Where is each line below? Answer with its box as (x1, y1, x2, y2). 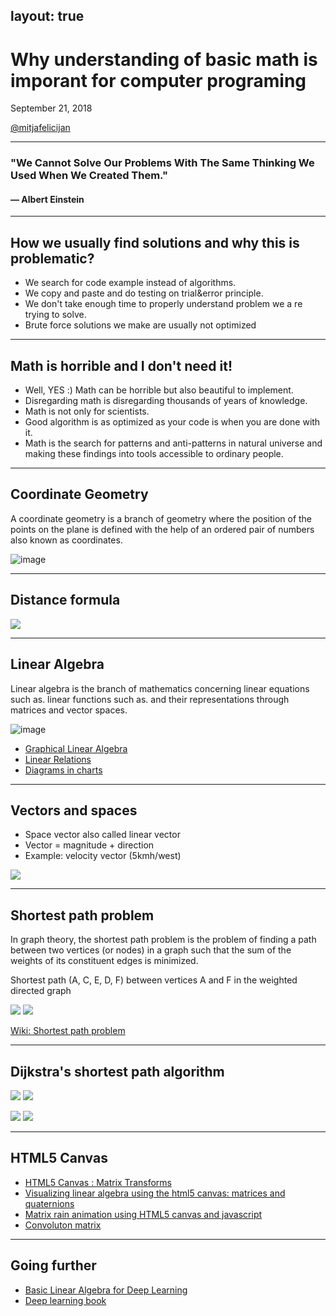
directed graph (10, 985, 72, 997)
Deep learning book (24, 1294, 107, 1306)
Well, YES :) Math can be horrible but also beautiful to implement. (24, 384, 294, 396)
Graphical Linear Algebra (24, 742, 128, 754)
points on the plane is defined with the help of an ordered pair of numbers (10, 523, 315, 535)
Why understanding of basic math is (10, 48, 318, 71)
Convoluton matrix (24, 1219, 102, 1231)
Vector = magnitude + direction (24, 839, 155, 851)
